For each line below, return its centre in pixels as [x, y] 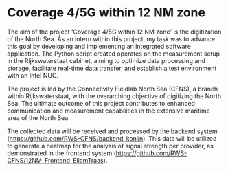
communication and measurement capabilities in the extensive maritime [109, 111]
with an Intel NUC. [33, 75]
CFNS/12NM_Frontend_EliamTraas [56, 160]
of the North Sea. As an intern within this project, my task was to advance [111, 38]
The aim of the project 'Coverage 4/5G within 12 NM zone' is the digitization [114, 32]
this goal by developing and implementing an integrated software [99, 46]
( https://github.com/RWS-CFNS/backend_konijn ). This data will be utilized [112, 138]
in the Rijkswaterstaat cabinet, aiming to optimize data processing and [106, 60]
